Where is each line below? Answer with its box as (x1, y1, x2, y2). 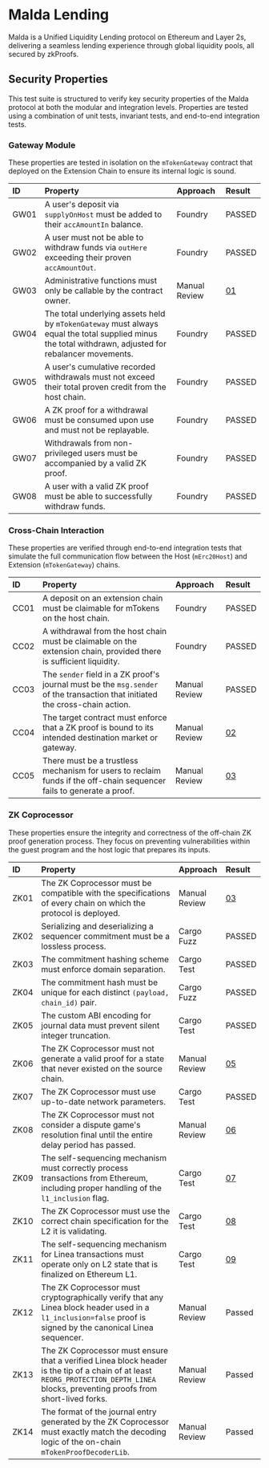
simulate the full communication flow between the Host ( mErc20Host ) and (8, 551, 248, 561)
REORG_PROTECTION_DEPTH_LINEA (41, 1375, 156, 1384)
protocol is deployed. (41, 907, 121, 918)
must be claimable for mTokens (42, 603, 160, 614)
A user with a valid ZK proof (44, 481, 150, 492)
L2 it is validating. (41, 1226, 107, 1237)
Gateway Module (8, 139, 76, 150)
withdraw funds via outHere (44, 242, 148, 254)
